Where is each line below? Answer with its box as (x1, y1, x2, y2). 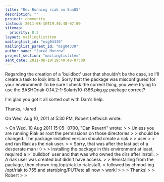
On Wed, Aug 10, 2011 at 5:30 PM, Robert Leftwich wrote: (5, 115, 122, 121)
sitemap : (5, 26, 23, 31)
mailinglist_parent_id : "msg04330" (5, 44, 79, 49)
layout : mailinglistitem (5, 35, 56, 40)
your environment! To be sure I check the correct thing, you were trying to (5, 82, 156, 88)
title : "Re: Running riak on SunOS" (5, 7, 81, 12)
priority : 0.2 (9, 30, 39, 35)
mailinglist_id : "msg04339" (5, 39, 63, 44)
